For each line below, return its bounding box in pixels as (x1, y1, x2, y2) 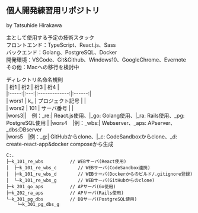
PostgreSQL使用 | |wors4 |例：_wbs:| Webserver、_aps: (6, 119, 147, 126)
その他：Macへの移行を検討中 (6, 63, 79, 70)
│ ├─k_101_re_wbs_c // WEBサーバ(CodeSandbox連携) (6, 164, 151, 170)
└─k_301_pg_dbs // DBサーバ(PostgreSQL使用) (6, 196, 138, 202)
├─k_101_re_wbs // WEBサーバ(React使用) (6, 159, 127, 164)
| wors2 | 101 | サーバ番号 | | (6, 104, 74, 111)
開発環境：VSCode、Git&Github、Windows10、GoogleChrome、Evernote (6, 56, 187, 63)
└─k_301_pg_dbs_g (17, 201, 60, 207)
